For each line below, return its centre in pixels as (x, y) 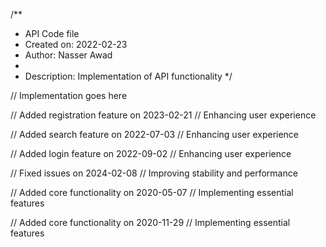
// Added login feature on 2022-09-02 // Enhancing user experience (151, 153)
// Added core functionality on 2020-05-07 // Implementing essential (152, 192)
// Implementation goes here (69, 95)
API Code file (52, 33)
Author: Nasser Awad (68, 55)
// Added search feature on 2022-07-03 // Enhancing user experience (155, 134)
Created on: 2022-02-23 (76, 44)
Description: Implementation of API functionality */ (128, 76)
